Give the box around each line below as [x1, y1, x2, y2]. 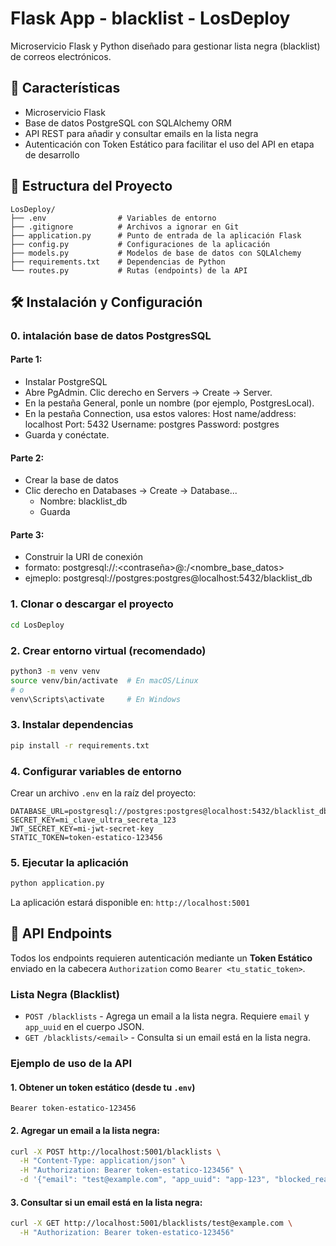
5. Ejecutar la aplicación [10, 855, 129, 869]
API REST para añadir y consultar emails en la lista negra [24, 127, 259, 139]
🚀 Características [10, 80, 121, 97]
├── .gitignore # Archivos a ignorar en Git [10, 222, 240, 232]
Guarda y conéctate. [24, 429, 110, 441]
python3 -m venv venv [10, 666, 101, 676]
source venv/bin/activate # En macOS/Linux [10, 675, 199, 686]
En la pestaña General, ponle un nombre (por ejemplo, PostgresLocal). [24, 397, 315, 409]
